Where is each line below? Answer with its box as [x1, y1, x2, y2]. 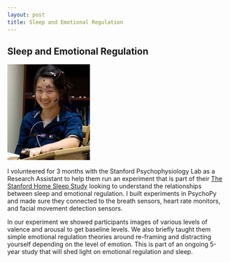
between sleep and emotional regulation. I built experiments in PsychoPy [7, 190, 217, 198]
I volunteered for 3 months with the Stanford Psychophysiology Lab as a [7, 167, 215, 176]
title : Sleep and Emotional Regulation [7, 18, 124, 26]
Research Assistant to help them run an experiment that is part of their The [7, 175, 222, 183]
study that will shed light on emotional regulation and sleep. [21, 248, 194, 256]
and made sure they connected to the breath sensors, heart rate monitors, [7, 197, 221, 206]
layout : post [7, 11, 45, 18]
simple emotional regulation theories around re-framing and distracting [7, 233, 212, 241]
